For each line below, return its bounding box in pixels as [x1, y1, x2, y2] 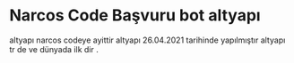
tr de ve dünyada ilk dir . [9, 43, 99, 54]
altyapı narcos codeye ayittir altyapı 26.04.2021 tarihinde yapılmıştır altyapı [9, 35, 286, 45]
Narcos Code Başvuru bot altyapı [9, 5, 262, 26]
